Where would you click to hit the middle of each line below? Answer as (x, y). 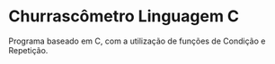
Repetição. (28, 50)
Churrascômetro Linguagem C (124, 16)
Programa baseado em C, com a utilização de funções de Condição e (137, 41)
